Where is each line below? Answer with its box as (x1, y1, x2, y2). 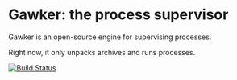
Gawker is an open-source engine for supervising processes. (8, 32, 212, 42)
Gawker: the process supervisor (8, 6, 229, 24)
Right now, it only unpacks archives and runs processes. (8, 47, 196, 57)
